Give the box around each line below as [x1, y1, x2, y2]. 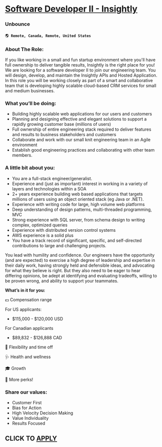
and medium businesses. [5, 88, 55, 93]
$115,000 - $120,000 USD [12, 316, 63, 322]
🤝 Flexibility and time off [5, 344, 53, 350]
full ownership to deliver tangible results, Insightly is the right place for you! [5, 62, 155, 68]
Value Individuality [12, 415, 49, 421]
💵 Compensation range [5, 296, 52, 302]
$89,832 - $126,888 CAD [12, 334, 62, 341]
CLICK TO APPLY [5, 434, 57, 443]
